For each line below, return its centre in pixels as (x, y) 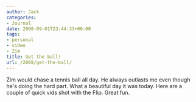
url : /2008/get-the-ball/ (39, 62)
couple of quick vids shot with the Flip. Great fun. (68, 92)
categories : (21, 18)
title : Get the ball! (34, 57)
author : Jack (23, 12)
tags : (13, 34)
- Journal (19, 23)
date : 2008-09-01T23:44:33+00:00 (49, 29)
